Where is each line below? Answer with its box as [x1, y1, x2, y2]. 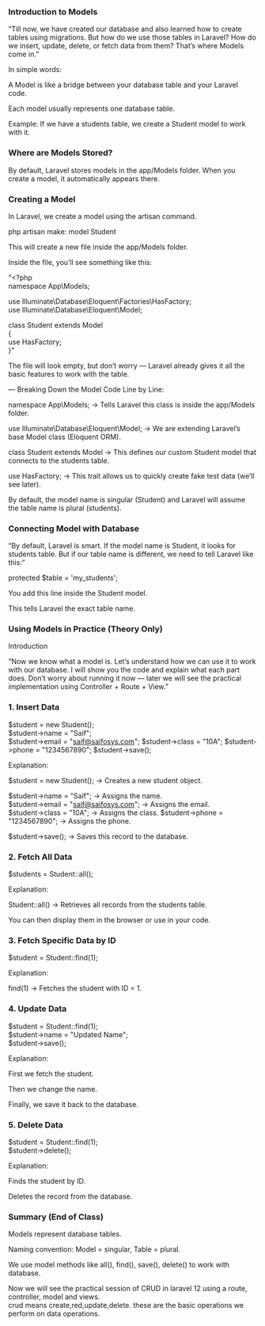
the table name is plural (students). [8, 503, 122, 513]
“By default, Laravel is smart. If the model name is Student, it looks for [8, 541, 236, 551]
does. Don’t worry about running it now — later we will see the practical [8, 673, 241, 683]
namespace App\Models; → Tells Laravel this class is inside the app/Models [8, 400, 256, 409]
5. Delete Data [8, 1119, 63, 1130]
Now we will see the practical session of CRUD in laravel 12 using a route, [8, 1284, 248, 1294]
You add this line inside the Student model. [8, 589, 148, 598]
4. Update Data [8, 1003, 67, 1014]
